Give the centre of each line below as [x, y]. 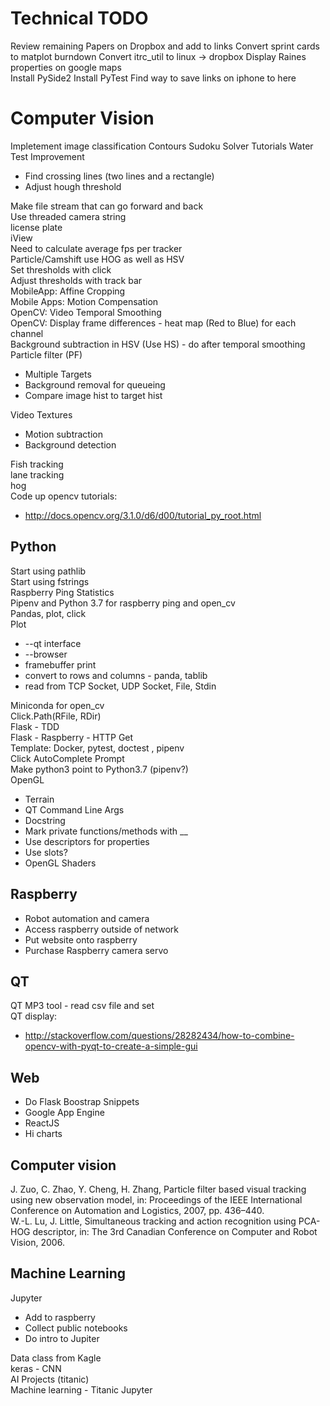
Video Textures [41, 414]
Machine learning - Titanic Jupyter [81, 1389]
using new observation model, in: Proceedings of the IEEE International [156, 1199]
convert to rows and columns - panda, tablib [116, 675]
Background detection [70, 444]
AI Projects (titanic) [50, 1379]
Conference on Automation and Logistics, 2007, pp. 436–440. [137, 1210]
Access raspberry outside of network [102, 929]
